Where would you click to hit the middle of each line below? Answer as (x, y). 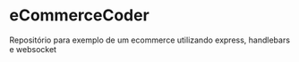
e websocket (33, 49)
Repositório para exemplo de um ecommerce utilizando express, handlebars (150, 40)
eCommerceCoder (79, 15)
